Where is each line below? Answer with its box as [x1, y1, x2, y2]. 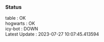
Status [5, 4, 22, 11]
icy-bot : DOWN [5, 26, 38, 32]
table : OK [5, 15, 26, 21]
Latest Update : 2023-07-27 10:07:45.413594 [5, 31, 99, 37]
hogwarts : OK [5, 20, 35, 26]
